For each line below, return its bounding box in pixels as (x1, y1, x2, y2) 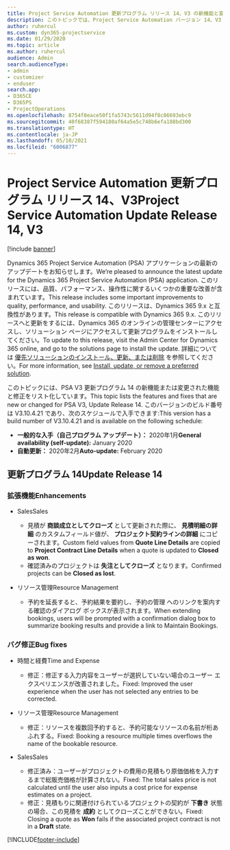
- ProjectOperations (7, 105, 66, 112)
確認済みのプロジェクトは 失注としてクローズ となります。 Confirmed (27, 561, 222, 569)
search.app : (7, 86, 41, 93)
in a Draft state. (27, 822, 72, 830)
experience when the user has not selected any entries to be (27, 687, 199, 695)
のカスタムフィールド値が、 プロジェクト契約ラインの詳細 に (35, 529, 207, 538)
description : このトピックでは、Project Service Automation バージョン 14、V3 (7, 16, 222, 23)
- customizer (7, 73, 44, 81)
